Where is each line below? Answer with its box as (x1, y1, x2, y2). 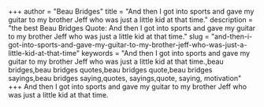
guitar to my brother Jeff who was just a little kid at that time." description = (8, 15, 254, 24)
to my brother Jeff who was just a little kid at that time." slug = (8, 31, 210, 41)
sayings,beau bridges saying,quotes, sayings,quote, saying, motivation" (8, 74, 242, 83)
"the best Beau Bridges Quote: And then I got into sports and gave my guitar (8, 24, 256, 32)
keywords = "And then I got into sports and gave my (81, 49, 251, 57)
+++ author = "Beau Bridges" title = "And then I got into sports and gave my (8, 7, 255, 16)
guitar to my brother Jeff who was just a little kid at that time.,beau (8, 57, 224, 66)
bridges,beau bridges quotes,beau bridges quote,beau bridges (8, 65, 213, 74)
